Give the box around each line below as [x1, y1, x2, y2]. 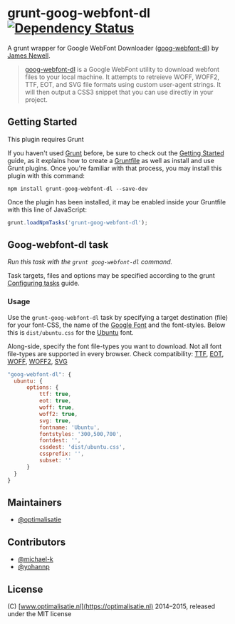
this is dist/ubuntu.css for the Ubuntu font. [7, 328, 134, 336]
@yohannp [17, 563, 50, 571]
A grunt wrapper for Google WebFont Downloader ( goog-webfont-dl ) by [7, 43, 219, 52]
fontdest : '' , [38, 437, 81, 444]
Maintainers [7, 496, 63, 509]
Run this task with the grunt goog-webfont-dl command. [7, 258, 173, 266]
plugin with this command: [7, 171, 85, 180]
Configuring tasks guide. [7, 279, 80, 288]
